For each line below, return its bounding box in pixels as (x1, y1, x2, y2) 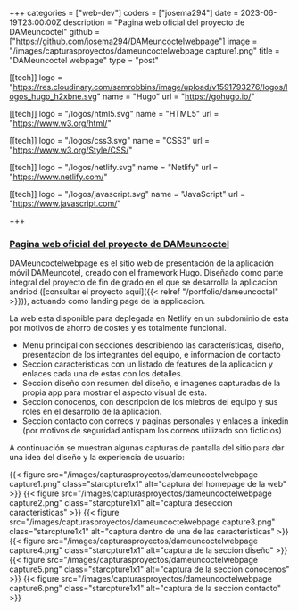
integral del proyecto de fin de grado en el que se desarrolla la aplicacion (9, 277, 278, 288)
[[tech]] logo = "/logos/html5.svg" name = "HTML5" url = (9, 109, 219, 119)
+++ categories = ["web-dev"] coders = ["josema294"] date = (9, 8, 239, 18)
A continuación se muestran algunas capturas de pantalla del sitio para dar (9, 442, 285, 453)
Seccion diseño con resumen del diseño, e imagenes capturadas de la (21, 378, 281, 389)
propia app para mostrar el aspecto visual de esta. (21, 387, 208, 398)
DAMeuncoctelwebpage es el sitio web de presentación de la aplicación (9, 258, 275, 268)
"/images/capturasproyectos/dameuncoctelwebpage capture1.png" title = (9, 45, 281, 56)
